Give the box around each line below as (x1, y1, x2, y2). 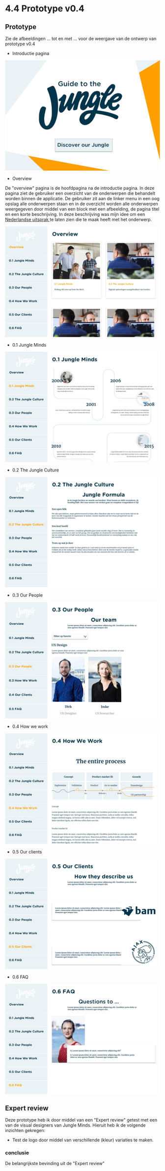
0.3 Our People (12, 592, 43, 598)
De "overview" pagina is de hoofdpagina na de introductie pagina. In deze (5, 185, 155, 191)
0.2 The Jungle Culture (12, 467, 59, 473)
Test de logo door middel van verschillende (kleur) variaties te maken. (12, 1137, 154, 1143)
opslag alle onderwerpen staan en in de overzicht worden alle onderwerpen (5, 201, 159, 207)
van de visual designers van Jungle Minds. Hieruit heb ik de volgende (5, 1122, 146, 1128)
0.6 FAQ (12, 974, 28, 980)
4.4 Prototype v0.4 (5, 3, 84, 14)
